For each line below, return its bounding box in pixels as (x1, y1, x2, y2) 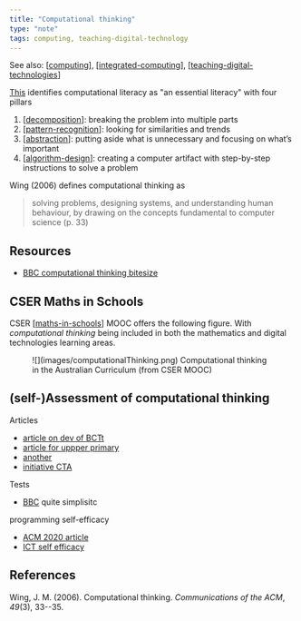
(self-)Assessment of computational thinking (9, 390, 270, 406)
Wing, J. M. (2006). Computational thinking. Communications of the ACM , (9, 591, 286, 603)
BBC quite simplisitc (22, 496, 98, 508)
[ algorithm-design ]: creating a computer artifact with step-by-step (22, 153, 270, 163)
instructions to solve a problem (22, 163, 139, 173)
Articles (9, 414, 39, 426)
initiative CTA (22, 461, 73, 472)
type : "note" (9, 24, 59, 34)
